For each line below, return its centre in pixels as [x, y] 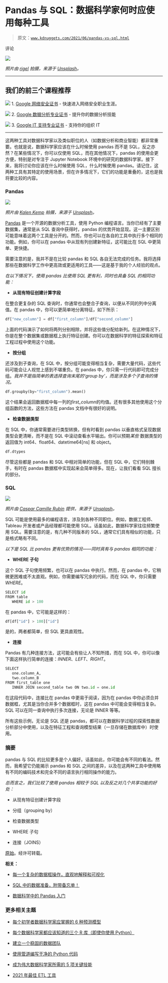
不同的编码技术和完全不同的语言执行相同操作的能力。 [64, 772]
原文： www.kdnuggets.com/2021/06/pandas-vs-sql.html [73, 38]
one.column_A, [26, 674]
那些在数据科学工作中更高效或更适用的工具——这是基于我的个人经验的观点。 [84, 265]
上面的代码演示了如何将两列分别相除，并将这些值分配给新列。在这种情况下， [84, 329]
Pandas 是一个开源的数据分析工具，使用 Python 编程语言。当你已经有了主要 [83, 223]
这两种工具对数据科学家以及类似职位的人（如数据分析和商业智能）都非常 [79, 140]
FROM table [16, 597]
